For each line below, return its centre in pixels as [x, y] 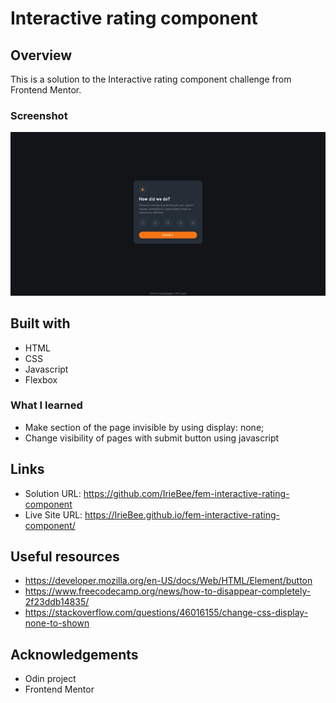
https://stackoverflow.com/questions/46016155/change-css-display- [166, 613]
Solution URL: [53, 493]
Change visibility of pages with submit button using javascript [152, 438]
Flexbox [41, 379]
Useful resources [65, 557]
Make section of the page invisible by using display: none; [144, 427]
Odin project [50, 679]
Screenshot [39, 115]
